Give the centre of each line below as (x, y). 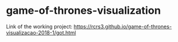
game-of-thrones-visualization (83, 11)
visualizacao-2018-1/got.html (41, 32)
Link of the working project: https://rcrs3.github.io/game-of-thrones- (89, 26)
